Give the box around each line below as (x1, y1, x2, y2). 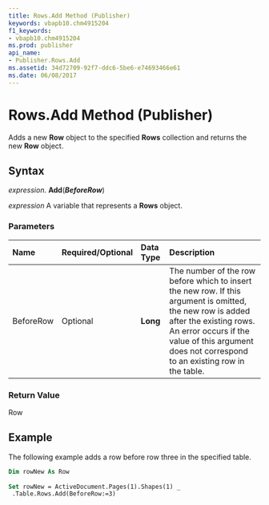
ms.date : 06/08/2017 (8, 71, 78, 79)
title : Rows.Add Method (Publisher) (8, 11, 130, 20)
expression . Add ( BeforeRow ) (8, 185, 106, 195)
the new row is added (169, 305, 251, 317)
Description (169, 246, 215, 257)
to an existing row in (169, 355, 245, 366)
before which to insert (169, 275, 252, 286)
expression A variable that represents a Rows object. (8, 201, 183, 211)
